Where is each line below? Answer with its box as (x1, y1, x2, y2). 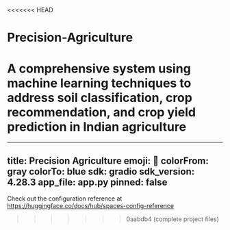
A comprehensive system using (7, 61, 192, 77)
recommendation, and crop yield (7, 105, 196, 120)
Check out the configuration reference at (7, 194, 123, 203)
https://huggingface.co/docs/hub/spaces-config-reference (7, 201, 175, 209)
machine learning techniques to (7, 75, 192, 91)
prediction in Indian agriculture (7, 119, 187, 135)
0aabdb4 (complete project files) (126, 215, 219, 223)
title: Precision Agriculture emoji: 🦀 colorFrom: (7, 155, 209, 166)
